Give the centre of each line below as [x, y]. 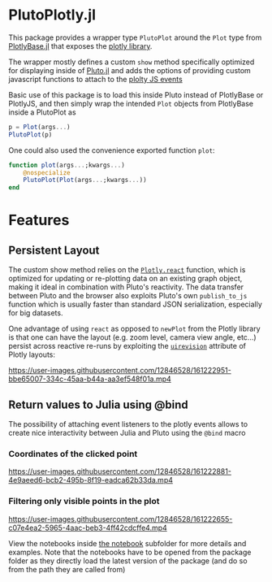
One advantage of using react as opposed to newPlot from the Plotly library [135, 329]
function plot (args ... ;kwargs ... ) [67, 165]
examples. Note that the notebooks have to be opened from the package [130, 552]
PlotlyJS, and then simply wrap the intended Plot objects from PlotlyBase [131, 103]
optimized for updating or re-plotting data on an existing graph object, [125, 279]
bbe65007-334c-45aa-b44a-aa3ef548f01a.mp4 [90, 379]
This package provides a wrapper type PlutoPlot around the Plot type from [135, 37]
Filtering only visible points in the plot [84, 502]
